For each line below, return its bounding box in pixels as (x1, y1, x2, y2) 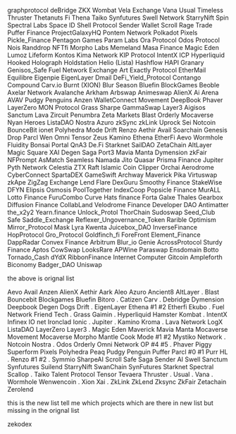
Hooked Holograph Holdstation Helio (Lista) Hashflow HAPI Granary (7, 58, 204, 66)
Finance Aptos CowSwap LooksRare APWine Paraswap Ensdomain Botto (7, 246, 219, 254)
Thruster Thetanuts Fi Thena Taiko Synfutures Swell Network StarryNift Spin (7, 13, 229, 22)
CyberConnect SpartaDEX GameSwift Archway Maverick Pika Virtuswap (7, 170, 218, 179)
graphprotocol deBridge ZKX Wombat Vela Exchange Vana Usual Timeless (7, 6, 224, 14)
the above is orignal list (7, 274, 75, 283)
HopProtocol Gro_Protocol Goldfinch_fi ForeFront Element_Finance (7, 230, 201, 239)
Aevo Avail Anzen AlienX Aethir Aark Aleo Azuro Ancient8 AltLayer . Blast (7, 288, 220, 296)
